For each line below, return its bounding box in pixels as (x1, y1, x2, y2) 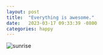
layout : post (6, 8, 40, 15)
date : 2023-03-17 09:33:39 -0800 (6, 20, 97, 26)
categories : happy (6, 25, 53, 32)
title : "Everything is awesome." (6, 15, 95, 21)
